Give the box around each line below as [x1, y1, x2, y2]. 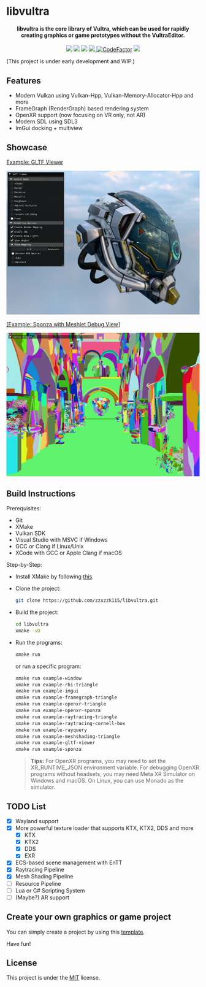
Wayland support [15, 817, 59, 824]
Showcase [6, 142, 48, 153]
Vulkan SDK [15, 529, 46, 537]
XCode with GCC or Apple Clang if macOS [15, 549, 123, 556]
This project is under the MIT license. [6, 974, 101, 981]
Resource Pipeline [15, 880, 61, 887]
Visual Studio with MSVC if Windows [15, 536, 108, 543]
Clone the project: [15, 585, 61, 593]
